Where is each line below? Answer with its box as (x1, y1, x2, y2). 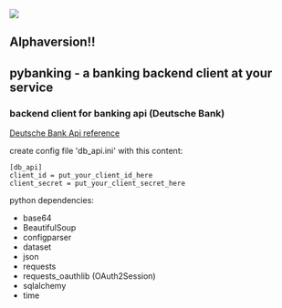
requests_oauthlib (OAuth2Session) (22, 271, 157, 282)
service (9, 79, 54, 95)
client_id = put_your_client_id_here (9, 171, 153, 180)
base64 (22, 212, 52, 223)
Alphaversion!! (9, 35, 96, 50)
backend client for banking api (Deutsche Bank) (9, 107, 225, 119)
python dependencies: (9, 195, 94, 206)
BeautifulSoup (22, 222, 77, 233)
